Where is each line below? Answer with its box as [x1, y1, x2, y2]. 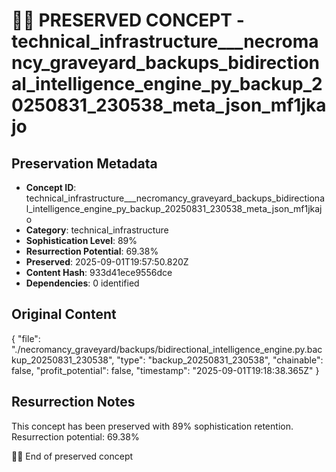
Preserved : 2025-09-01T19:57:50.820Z [25, 256, 189, 268]
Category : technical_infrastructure [25, 224, 169, 236]
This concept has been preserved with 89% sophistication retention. [11, 420, 294, 432]
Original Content [11, 306, 117, 323]
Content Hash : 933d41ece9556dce [25, 267, 173, 278]
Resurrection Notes [11, 394, 136, 411]
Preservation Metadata [11, 155, 158, 172]
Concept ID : [25, 182, 77, 193]
